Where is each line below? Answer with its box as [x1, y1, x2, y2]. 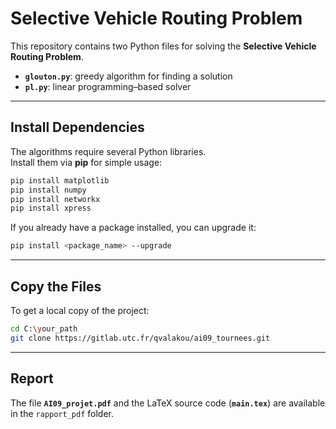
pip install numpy [10, 185, 87, 195]
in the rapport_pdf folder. [10, 407, 114, 419]
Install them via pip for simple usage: [10, 156, 163, 168]
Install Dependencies [10, 119, 145, 136]
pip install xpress [10, 203, 92, 214]
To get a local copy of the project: [10, 304, 150, 316]
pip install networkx [10, 194, 101, 204]
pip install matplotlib [10, 175, 110, 186]
